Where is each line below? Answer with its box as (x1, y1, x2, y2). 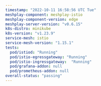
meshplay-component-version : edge (5, 17, 79, 22)
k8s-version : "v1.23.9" (5, 31, 56, 36)
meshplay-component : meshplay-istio (5, 12, 83, 17)
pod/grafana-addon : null (10, 64, 62, 69)
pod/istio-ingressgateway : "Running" (10, 59, 92, 64)
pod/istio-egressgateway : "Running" (10, 54, 87, 60)
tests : (5, 45, 19, 50)
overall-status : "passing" (5, 73, 62, 78)
